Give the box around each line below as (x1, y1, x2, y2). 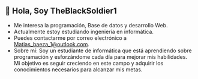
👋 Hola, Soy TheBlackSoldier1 (5, 6, 117, 16)
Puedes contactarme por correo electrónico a (13, 34, 127, 42)
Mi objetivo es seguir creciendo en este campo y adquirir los (13, 59, 164, 67)
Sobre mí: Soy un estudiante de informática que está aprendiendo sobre (13, 47, 192, 54)
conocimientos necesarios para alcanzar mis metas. (13, 66, 143, 73)
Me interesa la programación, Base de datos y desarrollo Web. (13, 21, 168, 29)
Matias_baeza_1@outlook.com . (13, 40, 90, 48)
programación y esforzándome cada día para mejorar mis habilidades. (13, 53, 188, 60)
